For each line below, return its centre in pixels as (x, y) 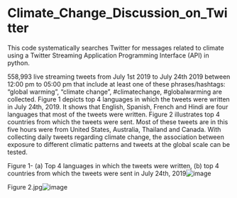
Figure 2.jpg (25, 187)
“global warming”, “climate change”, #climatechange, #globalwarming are (115, 92)
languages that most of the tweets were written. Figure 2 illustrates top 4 (114, 114)
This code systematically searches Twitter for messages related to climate (116, 48)
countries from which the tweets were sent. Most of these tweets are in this (118, 121)
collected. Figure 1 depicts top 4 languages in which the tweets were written (119, 99)
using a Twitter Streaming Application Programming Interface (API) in (108, 55)
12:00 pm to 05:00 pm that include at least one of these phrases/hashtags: (116, 84)
